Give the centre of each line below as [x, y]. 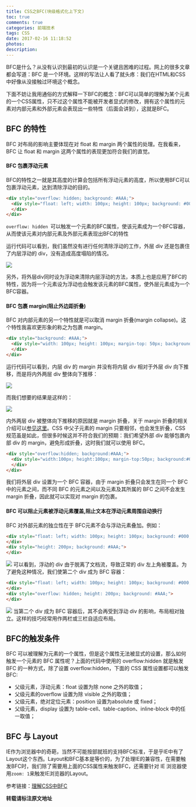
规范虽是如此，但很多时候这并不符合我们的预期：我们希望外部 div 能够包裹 [95, 435]
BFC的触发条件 [33, 639]
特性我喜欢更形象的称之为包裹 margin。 [58, 327]
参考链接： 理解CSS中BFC [37, 786]
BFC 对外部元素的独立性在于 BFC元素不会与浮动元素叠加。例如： [84, 525]
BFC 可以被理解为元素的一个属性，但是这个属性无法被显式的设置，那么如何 [96, 654]
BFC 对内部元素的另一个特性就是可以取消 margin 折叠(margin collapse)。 [94, 320]
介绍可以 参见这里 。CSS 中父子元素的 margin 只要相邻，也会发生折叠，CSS [96, 428]
